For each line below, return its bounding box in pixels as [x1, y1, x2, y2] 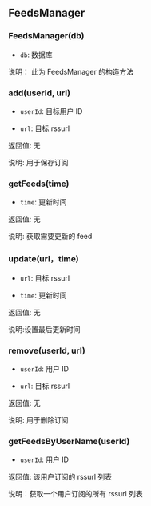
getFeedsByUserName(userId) [8, 435, 130, 447]
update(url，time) [8, 253, 80, 265]
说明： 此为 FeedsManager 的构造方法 [8, 67, 134, 76]
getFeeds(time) [8, 178, 70, 189]
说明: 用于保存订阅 [8, 157, 69, 167]
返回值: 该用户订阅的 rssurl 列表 [8, 472, 113, 482]
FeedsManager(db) [8, 30, 85, 42]
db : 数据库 [19, 50, 54, 59]
